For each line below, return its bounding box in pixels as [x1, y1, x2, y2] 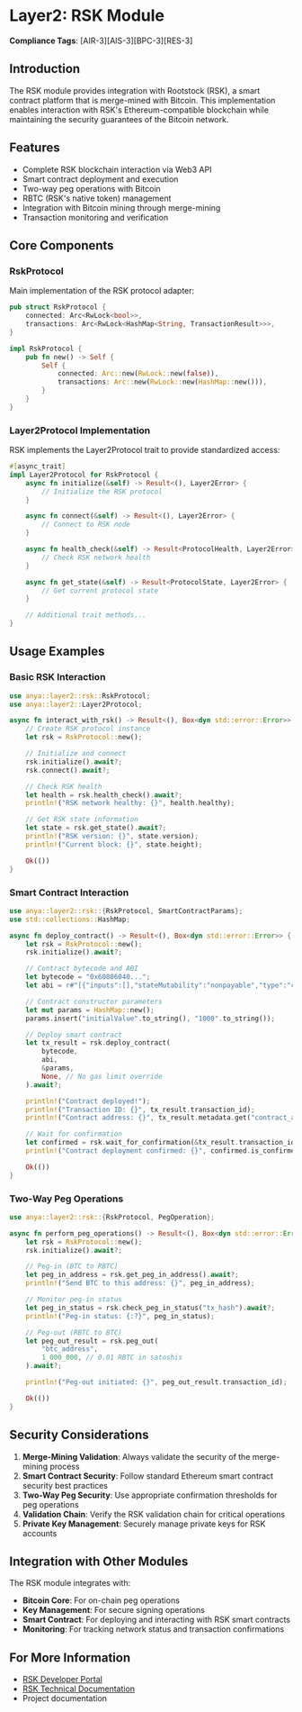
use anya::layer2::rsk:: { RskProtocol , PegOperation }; [9, 1212, 216, 1221]
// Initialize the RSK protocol [41, 487, 164, 496]
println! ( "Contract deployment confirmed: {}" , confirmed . [25, 1146, 252, 1155]
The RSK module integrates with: [9, 1578, 131, 1589]
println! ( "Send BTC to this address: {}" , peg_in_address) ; [25, 1279, 255, 1288]
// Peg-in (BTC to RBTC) [25, 1262, 119, 1271]
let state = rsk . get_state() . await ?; [25, 823, 167, 833]
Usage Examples [9, 644, 105, 659]
